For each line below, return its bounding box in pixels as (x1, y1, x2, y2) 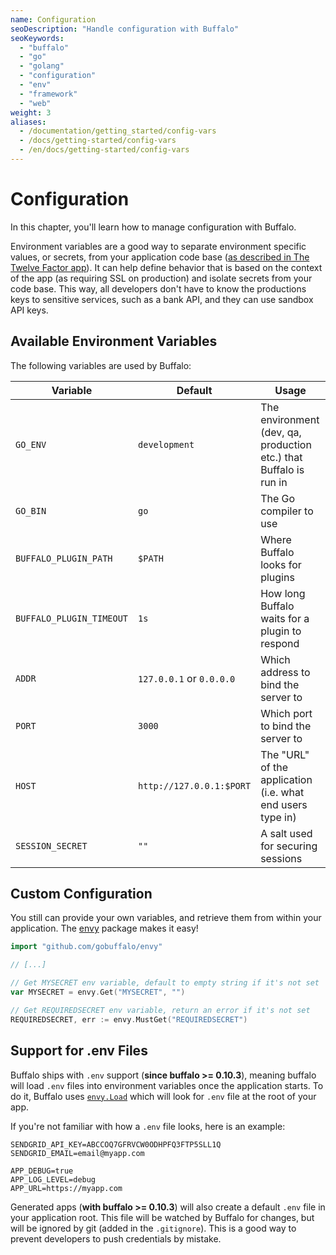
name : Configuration (10, 14, 97, 25)
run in (260, 475, 288, 489)
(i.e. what (260, 785, 305, 799)
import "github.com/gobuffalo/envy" (10, 942, 163, 952)
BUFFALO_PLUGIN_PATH (15, 552, 113, 564)
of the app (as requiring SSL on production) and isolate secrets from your (10, 272, 313, 284)
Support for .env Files (10, 1042, 148, 1060)
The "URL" (260, 747, 310, 761)
